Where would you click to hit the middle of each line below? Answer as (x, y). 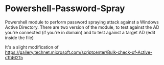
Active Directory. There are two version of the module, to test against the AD (82, 27)
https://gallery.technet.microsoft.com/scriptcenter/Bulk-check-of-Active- (79, 52)
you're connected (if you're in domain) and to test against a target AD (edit (80, 32)
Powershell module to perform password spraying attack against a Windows (82, 22)
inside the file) (20, 38)
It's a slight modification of (32, 47)
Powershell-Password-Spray (65, 9)
